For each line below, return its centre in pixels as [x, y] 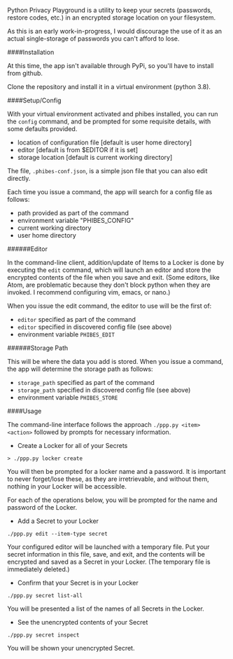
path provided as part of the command [73, 213]
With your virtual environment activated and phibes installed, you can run [113, 114]
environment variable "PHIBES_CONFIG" [76, 220]
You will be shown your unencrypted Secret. [71, 648]
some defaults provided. [42, 129]
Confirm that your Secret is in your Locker [78, 583]
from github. [25, 73]
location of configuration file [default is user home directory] [105, 142]
